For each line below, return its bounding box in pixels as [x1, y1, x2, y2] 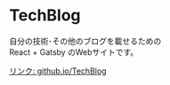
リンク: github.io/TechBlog [9, 66, 107, 76]
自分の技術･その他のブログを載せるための [9, 35, 162, 46]
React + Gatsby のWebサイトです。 [9, 46, 139, 58]
